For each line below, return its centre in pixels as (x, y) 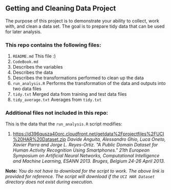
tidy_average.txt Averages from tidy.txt (57, 100)
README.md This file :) (34, 56)
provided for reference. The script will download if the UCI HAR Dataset (80, 177)
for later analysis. (24, 31)
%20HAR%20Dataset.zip (39, 139)
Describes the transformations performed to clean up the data (78, 78)
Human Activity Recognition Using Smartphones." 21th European (81, 150)
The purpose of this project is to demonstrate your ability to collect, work (82, 20)
